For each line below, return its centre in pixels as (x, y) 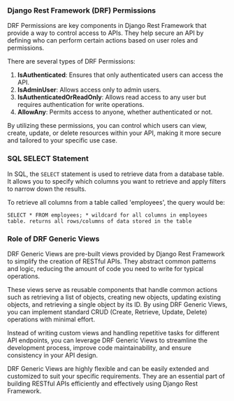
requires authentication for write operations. (81, 105)
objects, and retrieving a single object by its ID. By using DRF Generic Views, (117, 304)
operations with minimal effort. (51, 319)
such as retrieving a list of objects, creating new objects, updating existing (114, 297)
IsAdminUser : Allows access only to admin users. (89, 90)
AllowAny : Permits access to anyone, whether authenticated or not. (115, 112)
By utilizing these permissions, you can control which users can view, (107, 126)
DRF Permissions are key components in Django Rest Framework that (107, 26)
